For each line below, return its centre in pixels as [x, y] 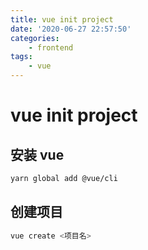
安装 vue [37, 154]
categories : [35, 38]
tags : [21, 57]
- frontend [51, 47]
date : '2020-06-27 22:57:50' [71, 29]
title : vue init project [62, 19]
